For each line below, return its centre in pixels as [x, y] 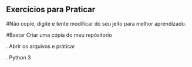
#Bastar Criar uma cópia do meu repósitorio [59, 35]
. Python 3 [18, 57]
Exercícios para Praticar [51, 10]
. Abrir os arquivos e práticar [41, 46]
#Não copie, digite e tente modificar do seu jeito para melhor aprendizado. [96, 23]
